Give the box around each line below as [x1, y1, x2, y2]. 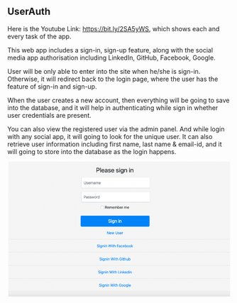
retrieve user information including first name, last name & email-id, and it [7, 140, 222, 148]
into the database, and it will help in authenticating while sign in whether [7, 103, 219, 112]
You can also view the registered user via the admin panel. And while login [7, 124, 225, 133]
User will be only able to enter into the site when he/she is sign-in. [7, 67, 201, 75]
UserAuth [7, 6, 51, 18]
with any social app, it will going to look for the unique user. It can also [7, 132, 213, 141]
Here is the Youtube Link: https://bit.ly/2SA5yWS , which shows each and [7, 24, 220, 33]
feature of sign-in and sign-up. [7, 82, 97, 91]
